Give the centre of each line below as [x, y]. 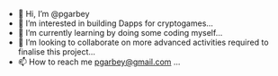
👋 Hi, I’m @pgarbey [54, 14]
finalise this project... [57, 52]
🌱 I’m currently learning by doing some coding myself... [120, 33]
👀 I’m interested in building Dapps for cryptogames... [116, 23]
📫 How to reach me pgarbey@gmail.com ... [99, 62]
